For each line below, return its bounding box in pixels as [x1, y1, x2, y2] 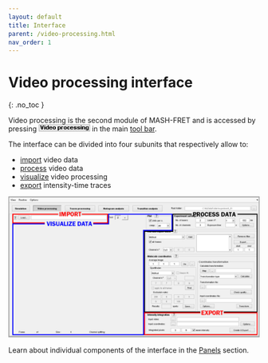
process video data [19, 164, 84, 174]
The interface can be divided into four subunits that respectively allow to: [8, 140, 249, 150]
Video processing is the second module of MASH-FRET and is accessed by [8, 116, 256, 126]
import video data [19, 155, 78, 165]
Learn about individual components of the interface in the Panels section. [8, 345, 250, 355]
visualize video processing [19, 172, 108, 181]
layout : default [8, 13, 62, 21]
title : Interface [8, 21, 66, 30]
